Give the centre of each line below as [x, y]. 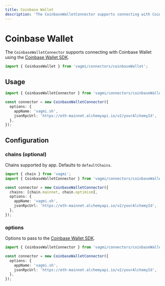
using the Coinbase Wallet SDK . [37, 58]
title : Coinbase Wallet [29, 10]
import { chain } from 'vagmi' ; [38, 174]
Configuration [27, 140]
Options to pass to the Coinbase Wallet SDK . [50, 238]
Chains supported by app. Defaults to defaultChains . [58, 165]
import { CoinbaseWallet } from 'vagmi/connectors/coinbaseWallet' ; [77, 66]
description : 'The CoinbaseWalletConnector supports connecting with [78, 14]
